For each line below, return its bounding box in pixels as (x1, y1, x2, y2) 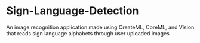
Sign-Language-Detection (6, 4, 139, 18)
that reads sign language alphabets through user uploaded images (6, 29, 170, 37)
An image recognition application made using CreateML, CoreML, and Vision (6, 24, 195, 31)
